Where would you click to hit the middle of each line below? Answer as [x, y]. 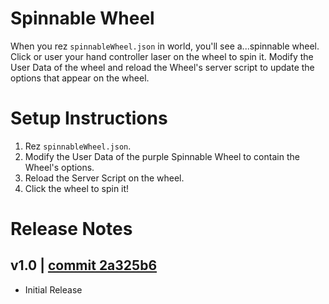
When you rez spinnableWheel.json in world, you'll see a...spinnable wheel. [165, 46]
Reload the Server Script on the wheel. [104, 178]
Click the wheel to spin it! [77, 188]
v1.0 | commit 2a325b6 [84, 265]
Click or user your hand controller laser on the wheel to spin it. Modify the [162, 56]
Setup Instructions [89, 118]
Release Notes [71, 229]
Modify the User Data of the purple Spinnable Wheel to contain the [162, 156]
